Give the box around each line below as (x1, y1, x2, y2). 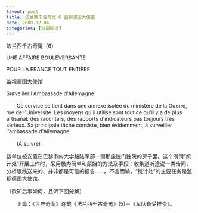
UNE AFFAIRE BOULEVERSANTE (6, 54, 86, 61)
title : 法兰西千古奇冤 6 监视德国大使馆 (6, 14, 95, 20)
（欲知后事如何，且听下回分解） (6, 188, 85, 195)
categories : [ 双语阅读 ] (6, 25, 61, 32)
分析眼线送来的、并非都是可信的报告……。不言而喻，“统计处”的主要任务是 (6, 168, 187, 175)
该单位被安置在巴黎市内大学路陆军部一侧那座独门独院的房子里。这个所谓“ (6, 153, 187, 160)
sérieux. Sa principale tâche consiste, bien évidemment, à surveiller (6, 121, 172, 129)
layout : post (6, 8, 39, 15)
